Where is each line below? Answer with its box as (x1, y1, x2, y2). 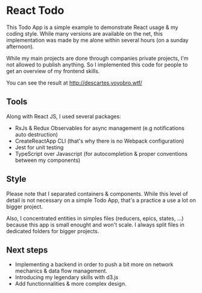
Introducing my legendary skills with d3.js (14, 274, 119, 281)
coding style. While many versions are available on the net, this (6, 30, 163, 37)
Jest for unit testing (14, 143, 64, 151)
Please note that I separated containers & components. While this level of (6, 190, 188, 197)
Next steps (6, 245, 48, 255)
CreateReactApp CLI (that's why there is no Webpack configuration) (14, 137, 185, 144)
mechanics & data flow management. (14, 267, 107, 275)
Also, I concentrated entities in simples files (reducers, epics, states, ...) (6, 214, 184, 222)
